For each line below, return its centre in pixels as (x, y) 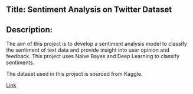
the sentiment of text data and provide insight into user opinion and (88, 50)
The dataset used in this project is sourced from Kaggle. (74, 74)
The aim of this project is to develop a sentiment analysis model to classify (97, 44)
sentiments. (20, 63)
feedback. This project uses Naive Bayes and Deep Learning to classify (93, 56)
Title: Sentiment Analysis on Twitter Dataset (89, 10)
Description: (30, 30)
